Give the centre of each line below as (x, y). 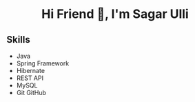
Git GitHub (31, 93)
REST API (30, 78)
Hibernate (31, 71)
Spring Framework (43, 63)
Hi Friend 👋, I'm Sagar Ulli (115, 14)
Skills (18, 40)
